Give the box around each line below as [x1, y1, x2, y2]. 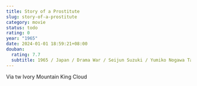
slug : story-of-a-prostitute [6, 14, 77, 20]
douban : [6, 46, 25, 52]
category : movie [6, 19, 46, 25]
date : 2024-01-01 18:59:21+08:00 [6, 41, 88, 47]
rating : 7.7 [11, 52, 41, 58]
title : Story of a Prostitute [6, 8, 80, 15]
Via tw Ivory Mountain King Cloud [6, 73, 87, 80]
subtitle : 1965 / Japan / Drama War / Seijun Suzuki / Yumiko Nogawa [11, 57, 185, 63]
